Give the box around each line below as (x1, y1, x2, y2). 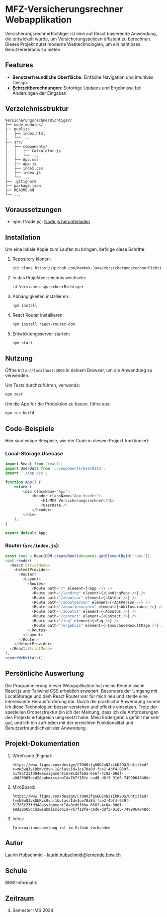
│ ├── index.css (5, 166, 43, 171)
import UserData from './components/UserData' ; (5, 466, 106, 471)
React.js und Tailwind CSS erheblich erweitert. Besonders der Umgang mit (5, 688, 158, 694)
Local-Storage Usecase (5, 450, 64, 457)
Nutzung (5, 354, 33, 363)
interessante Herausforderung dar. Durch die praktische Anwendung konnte (5, 698, 161, 704)
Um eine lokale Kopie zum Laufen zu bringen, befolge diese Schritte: (5, 246, 146, 252)
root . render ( (5, 558, 32, 563)
